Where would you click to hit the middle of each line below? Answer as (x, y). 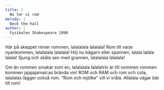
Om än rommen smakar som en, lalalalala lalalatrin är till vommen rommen (81, 67)
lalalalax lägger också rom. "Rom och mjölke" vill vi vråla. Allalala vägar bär (82, 78)
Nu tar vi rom (24, 14)
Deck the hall (24, 24)
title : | (14, 10)
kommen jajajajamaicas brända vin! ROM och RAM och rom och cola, (76, 72)
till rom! (13, 83)
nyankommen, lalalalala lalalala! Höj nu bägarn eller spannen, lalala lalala (79, 52)
